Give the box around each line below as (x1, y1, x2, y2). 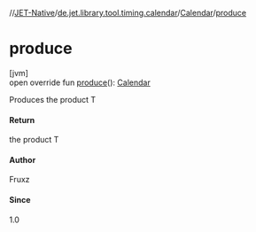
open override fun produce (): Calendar (9, 77, 151, 88)
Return (9, 114, 35, 125)
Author (9, 154, 36, 165)
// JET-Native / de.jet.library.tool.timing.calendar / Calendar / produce (9, 8, 246, 18)
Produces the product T (9, 94, 97, 104)
